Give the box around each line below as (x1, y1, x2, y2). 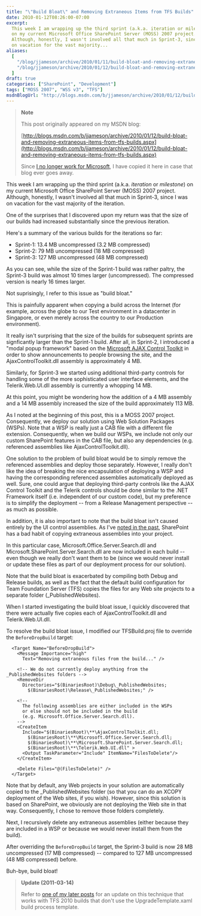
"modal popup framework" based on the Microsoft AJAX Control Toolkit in (6, 344, 189, 352)
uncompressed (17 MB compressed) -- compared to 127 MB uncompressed (6, 849, 193, 857)
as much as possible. (6, 506, 59, 513)
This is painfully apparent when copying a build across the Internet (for (6, 301, 181, 309)
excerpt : (6, 20, 28, 26)
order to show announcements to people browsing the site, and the (6, 351, 172, 358)
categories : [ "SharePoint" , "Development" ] (6, 81, 117, 87)
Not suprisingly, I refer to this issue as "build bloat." (6, 289, 133, 297)
